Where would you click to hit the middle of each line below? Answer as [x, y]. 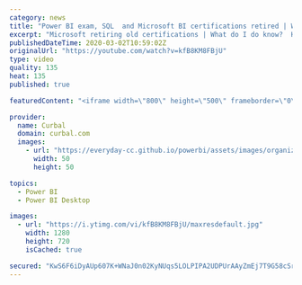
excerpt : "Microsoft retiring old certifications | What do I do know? [146, 34]
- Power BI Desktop [54, 200]
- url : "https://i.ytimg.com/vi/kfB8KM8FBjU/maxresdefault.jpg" [140, 225]
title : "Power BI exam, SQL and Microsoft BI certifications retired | [148, 26]
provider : [28, 117]
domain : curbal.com [54, 134]
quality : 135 [34, 68]
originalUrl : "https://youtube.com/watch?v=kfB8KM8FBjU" [118, 51]
